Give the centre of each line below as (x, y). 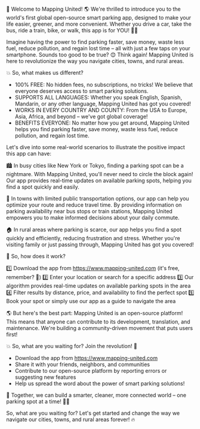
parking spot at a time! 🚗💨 (38, 401)
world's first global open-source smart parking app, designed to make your (99, 18)
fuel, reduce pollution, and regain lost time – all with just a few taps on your (98, 48)
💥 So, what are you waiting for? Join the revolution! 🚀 (72, 346)
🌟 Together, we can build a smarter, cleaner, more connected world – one (96, 395)
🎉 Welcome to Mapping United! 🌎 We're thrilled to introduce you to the (93, 9)
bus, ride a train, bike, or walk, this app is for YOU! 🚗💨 (72, 30)
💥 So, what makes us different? (45, 72)
